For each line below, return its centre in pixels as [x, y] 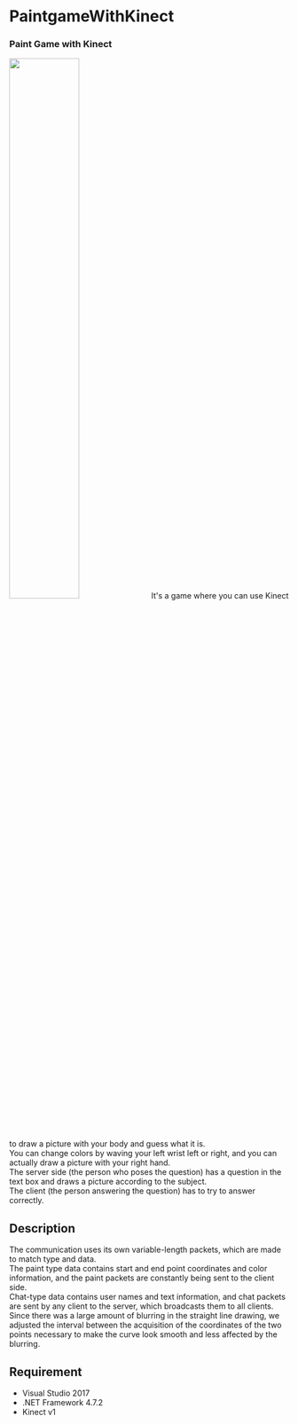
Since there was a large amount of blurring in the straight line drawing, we [145, 1316]
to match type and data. [53, 1259]
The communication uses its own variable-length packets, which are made [145, 1250]
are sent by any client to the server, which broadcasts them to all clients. [141, 1306]
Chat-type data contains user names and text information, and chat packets [148, 1297]
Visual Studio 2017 [56, 1393]
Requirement [46, 1372]
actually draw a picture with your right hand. [90, 1162]
